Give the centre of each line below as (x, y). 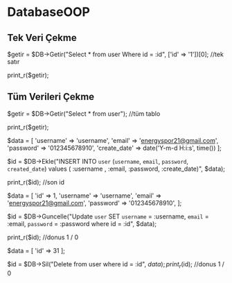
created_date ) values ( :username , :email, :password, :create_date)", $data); (116, 169)
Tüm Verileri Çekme (51, 97)
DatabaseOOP (48, 12)
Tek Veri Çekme (42, 38)
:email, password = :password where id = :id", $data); (82, 223)
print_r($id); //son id (36, 182)
